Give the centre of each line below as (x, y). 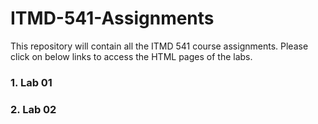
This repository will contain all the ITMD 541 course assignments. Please (159, 46)
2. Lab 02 (33, 109)
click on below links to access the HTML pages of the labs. (131, 56)
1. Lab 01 (31, 82)
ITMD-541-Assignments (112, 18)
